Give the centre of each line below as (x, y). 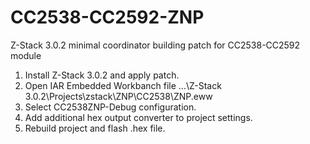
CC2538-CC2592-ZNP (107, 17)
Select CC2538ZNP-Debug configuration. (110, 107)
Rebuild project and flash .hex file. (95, 128)
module (26, 55)
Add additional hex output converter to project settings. (138, 117)
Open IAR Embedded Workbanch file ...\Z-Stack (123, 85)
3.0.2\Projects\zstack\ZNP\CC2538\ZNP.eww (118, 96)
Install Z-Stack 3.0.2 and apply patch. (102, 75)
